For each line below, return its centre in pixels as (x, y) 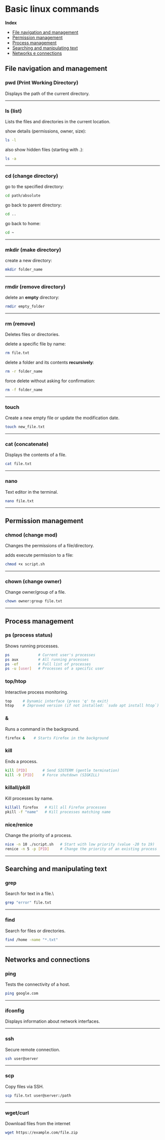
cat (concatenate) (27, 444)
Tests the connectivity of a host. (38, 984)
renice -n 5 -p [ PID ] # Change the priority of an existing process (81, 849)
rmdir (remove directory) (35, 287)
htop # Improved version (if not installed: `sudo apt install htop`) (82, 705)
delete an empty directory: (32, 298)
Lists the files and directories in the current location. (58, 121)
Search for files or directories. (35, 931)
